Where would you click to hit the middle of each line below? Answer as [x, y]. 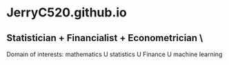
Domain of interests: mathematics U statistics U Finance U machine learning [114, 54]
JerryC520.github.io [67, 13]
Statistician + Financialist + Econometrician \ [105, 38]
